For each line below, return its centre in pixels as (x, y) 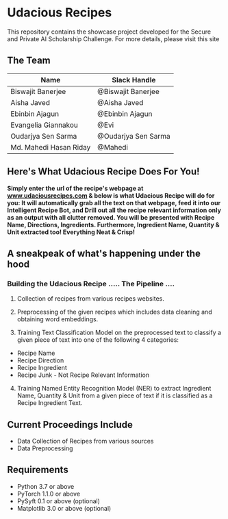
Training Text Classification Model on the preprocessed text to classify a (119, 333)
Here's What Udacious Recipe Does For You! (103, 172)
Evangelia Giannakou (45, 125)
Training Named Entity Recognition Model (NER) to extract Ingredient (114, 389)
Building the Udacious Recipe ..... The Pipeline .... (91, 284)
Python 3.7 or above (46, 486)
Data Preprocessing (45, 448)
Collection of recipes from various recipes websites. (90, 299)
